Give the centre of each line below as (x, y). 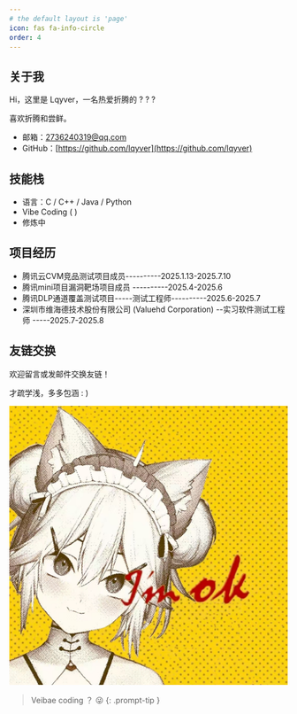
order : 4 (25, 37)
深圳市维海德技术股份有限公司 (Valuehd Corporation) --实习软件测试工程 (153, 309)
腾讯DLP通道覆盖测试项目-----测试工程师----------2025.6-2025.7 (141, 298)
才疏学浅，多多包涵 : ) (49, 392)
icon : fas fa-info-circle (57, 28)
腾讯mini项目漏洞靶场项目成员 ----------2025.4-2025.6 (122, 287)
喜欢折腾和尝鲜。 (40, 119)
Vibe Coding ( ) (49, 212)
